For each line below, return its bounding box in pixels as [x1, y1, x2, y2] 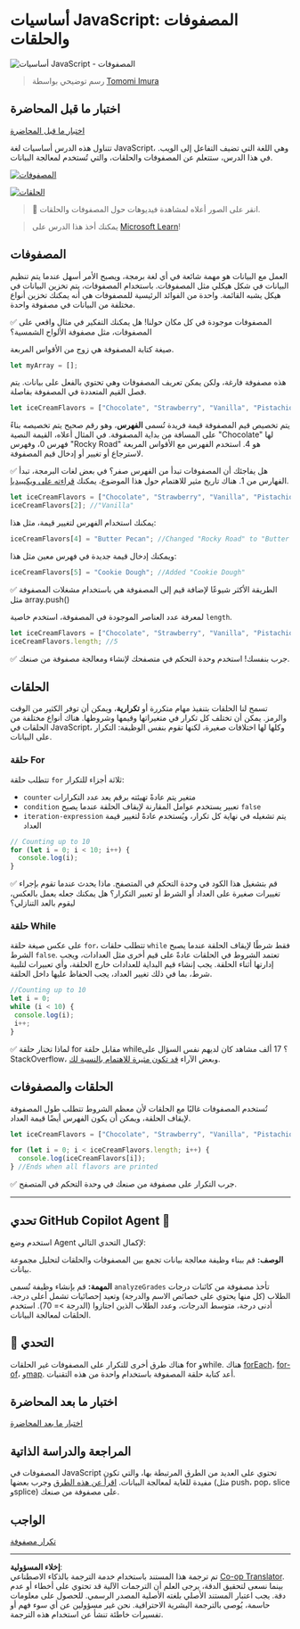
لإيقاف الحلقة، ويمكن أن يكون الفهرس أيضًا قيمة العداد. [10, 1112, 191, 1123]
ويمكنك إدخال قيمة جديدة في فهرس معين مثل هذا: [10, 550, 177, 561]
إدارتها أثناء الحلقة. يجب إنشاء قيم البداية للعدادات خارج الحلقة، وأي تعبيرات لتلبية [10, 959, 274, 970]
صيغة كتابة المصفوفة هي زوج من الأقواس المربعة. [10, 343, 174, 354]
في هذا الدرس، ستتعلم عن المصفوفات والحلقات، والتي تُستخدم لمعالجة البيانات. [10, 152, 273, 162]
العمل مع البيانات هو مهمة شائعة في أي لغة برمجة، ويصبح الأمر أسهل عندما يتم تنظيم [10, 270, 288, 281]
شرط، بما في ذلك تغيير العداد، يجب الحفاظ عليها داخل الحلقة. [10, 969, 213, 980]
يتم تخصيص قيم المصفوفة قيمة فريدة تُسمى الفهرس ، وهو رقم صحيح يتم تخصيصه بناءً [10, 420, 290, 431]
